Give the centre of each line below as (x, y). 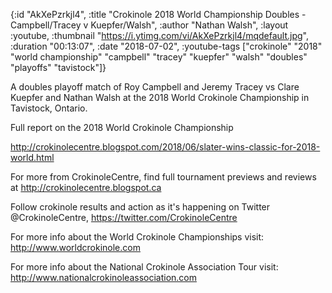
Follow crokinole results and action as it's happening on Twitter (140, 207)
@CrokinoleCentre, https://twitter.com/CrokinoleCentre (124, 217)
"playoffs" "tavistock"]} (58, 67)
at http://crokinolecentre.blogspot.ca (86, 187)
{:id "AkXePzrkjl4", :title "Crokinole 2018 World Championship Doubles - (158, 14)
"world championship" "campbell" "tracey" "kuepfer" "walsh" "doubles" (159, 57)
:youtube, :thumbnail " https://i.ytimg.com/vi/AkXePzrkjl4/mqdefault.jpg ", (159, 35)
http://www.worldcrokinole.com (75, 247)
